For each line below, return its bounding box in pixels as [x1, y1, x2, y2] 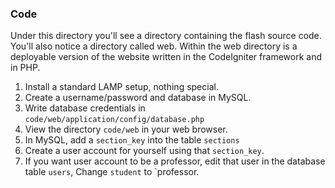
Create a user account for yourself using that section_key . [24, 145, 265, 157]
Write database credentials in [24, 102, 146, 114]
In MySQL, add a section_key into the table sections [24, 134, 240, 146]
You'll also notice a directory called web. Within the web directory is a [10, 40, 298, 52]
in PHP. [10, 62, 41, 74]
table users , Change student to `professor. [24, 166, 200, 178]
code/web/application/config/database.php [24, 115, 205, 125]
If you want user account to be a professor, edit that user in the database [24, 155, 326, 167]
